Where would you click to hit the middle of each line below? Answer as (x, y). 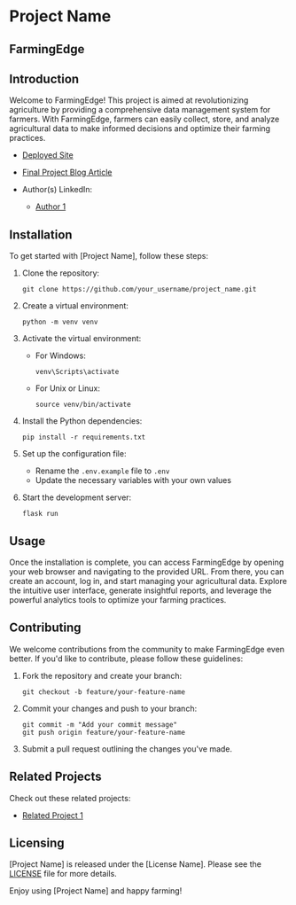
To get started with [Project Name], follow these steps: (109, 256)
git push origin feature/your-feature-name (104, 732)
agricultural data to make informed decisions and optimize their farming (140, 129)
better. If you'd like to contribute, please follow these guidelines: (126, 659)
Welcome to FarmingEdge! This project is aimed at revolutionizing (129, 100)
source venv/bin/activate (83, 405)
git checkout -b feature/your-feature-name (104, 692)
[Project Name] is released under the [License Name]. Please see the (135, 864)
